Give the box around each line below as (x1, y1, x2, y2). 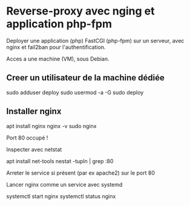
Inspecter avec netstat (6, 146, 62, 153)
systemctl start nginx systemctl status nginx (6, 192, 116, 200)
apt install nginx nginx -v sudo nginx (6, 122, 97, 129)
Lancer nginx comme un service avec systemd (6, 181, 123, 188)
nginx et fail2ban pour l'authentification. (6, 43, 106, 51)
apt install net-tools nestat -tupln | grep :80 (6, 157, 114, 164)
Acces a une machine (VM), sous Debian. (6, 55, 110, 62)
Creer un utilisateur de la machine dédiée (6, 72, 165, 83)
